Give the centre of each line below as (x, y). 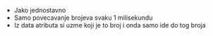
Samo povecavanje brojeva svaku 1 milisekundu (83, 18)
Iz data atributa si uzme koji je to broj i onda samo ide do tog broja (110, 25)
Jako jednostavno (40, 10)
